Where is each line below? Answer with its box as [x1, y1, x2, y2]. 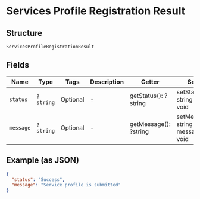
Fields [6, 60, 30, 70]
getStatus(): [129, 91, 163, 100]
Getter [140, 78, 160, 86]
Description [90, 78, 124, 86]
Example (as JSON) [6, 155, 79, 166]
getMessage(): [129, 120, 171, 128]
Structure [6, 28, 43, 38]
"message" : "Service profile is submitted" [11, 182, 121, 188]
